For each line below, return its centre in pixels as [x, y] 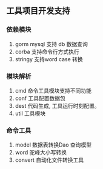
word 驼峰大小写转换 [41, 153]
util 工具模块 [30, 113]
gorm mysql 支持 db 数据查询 [51, 44]
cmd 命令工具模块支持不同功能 [53, 90]
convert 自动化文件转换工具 [49, 160]
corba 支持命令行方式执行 [47, 51]
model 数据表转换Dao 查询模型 [53, 145]
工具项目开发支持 [38, 11]
